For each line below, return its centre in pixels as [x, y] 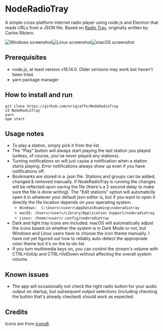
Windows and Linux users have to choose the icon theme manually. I [81, 233]
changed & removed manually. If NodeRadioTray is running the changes [84, 182]
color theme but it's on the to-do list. [49, 244]
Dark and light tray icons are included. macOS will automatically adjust [83, 223]
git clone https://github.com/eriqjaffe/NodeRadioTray [62, 106]
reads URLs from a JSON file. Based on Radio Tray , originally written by [77, 27]
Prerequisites [26, 58]
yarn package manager [36, 79]
